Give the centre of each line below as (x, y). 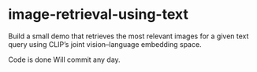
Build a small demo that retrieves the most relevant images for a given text (128, 36)
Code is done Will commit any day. (64, 59)
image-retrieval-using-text (99, 14)
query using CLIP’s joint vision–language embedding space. (105, 44)
